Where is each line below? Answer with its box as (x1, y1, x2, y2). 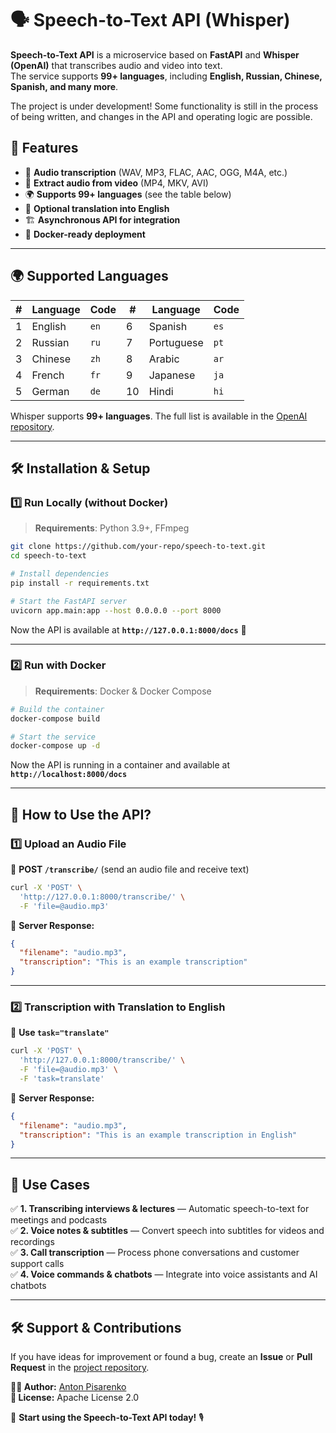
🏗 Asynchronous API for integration (24, 213, 181, 226)
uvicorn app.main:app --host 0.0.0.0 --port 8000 (10, 605, 222, 616)
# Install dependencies (10, 569, 110, 579)
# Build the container (10, 704, 105, 714)
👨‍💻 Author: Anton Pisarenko (10, 1381, 127, 1393)
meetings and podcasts (10, 1214, 108, 1226)
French (31, 368, 65, 382)
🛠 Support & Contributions (10, 1319, 182, 1336)
